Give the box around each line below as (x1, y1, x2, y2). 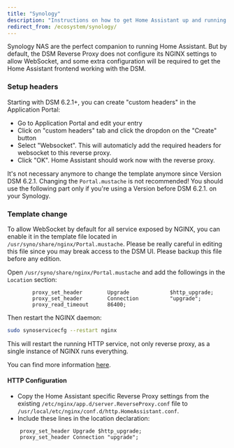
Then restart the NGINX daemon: (7, 313, 103, 322)
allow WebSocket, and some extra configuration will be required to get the (7, 57, 221, 66)
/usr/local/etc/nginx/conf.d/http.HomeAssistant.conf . (17, 407, 180, 415)
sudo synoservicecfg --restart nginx (7, 327, 117, 334)
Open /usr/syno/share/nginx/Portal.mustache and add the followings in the (7, 268, 226, 276)
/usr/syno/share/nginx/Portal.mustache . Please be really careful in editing (7, 239, 222, 248)
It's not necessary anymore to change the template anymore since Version (7, 169, 222, 178)
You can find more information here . (7, 360, 112, 368)
